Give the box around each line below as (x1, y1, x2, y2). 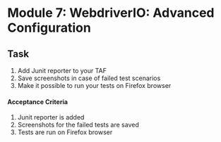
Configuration (7, 20, 92, 36)
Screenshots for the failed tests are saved (17, 121, 139, 129)
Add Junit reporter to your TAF (17, 67, 107, 75)
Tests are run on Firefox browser (17, 128, 113, 136)
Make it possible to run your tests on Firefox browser (17, 82, 172, 89)
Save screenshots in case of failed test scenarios (17, 74, 161, 82)
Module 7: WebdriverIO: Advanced (7, 5, 215, 21)
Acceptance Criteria (7, 97, 68, 106)
